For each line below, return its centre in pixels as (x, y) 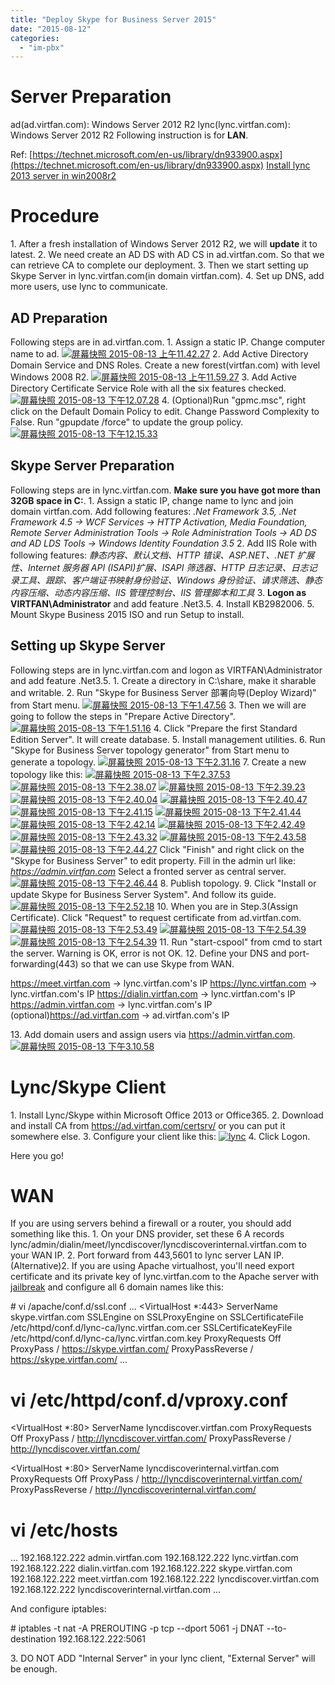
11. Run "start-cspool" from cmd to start (241, 942)
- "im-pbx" (42, 47)
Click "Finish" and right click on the (232, 849)
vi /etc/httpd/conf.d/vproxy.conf (149, 1400)
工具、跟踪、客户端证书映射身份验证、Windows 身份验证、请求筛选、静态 (170, 580)
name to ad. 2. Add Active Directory (159, 353)
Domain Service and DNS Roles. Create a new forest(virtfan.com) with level (165, 365)
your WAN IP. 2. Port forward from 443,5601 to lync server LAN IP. (147, 1255)
